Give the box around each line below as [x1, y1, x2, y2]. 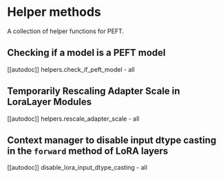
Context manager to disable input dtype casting [7, 134, 217, 146]
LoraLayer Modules [7, 96, 92, 108]
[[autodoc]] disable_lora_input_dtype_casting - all [7, 164, 148, 172]
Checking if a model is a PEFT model [7, 47, 167, 59]
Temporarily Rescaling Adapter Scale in [7, 86, 180, 97]
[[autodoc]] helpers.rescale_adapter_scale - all [7, 115, 140, 123]
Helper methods [7, 4, 102, 20]
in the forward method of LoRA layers [7, 145, 169, 157]
